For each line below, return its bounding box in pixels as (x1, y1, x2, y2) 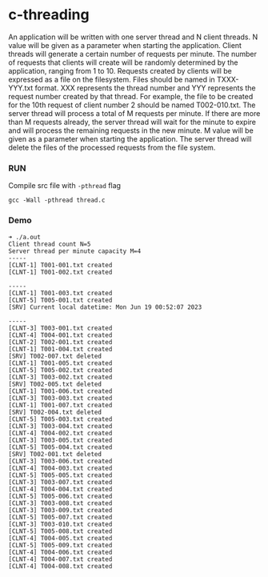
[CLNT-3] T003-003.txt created (8, 394, 113, 402)
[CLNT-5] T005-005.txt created (8, 471, 113, 479)
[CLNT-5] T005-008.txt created (8, 527, 113, 535)
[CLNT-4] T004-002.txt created (8, 429, 113, 437)
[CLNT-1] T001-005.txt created (8, 359, 113, 367)
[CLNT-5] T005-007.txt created (8, 513, 113, 521)
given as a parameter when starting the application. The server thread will (8, 134, 252, 143)
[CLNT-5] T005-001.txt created (8, 296, 113, 304)
